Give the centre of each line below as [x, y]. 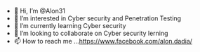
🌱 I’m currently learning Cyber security [70, 26]
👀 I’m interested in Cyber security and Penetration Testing [97, 18]
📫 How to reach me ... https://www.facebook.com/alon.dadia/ [103, 41]
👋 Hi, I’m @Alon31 [39, 11]
